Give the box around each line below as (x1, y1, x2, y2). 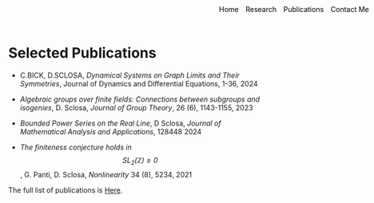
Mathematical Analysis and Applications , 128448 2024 (19, 126, 202, 136)
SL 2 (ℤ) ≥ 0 (122, 155, 158, 167)
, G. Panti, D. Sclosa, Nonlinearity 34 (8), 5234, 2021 (19, 169, 193, 179)
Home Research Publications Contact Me (218, 5, 369, 14)
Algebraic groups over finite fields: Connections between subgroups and (19, 94, 261, 104)
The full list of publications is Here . (8, 185, 123, 195)
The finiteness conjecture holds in (19, 142, 132, 152)
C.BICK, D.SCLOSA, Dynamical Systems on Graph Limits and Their (19, 70, 240, 80)
